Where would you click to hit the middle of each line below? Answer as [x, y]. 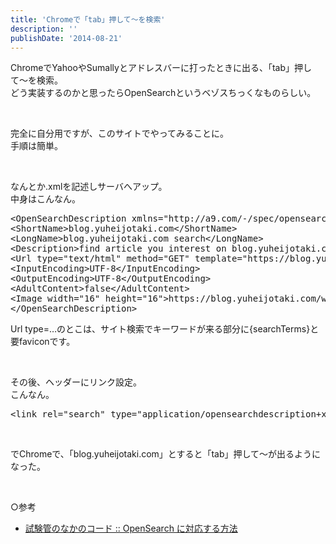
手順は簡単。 [36, 146]
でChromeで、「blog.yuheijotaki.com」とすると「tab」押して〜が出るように [166, 454]
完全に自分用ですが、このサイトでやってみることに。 [120, 133]
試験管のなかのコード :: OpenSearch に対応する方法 [131, 528]
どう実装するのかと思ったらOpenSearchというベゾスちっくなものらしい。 [163, 93]
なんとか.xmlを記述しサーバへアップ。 [89, 187]
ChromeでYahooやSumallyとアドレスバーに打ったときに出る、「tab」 [152, 68]
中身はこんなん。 [45, 199]
